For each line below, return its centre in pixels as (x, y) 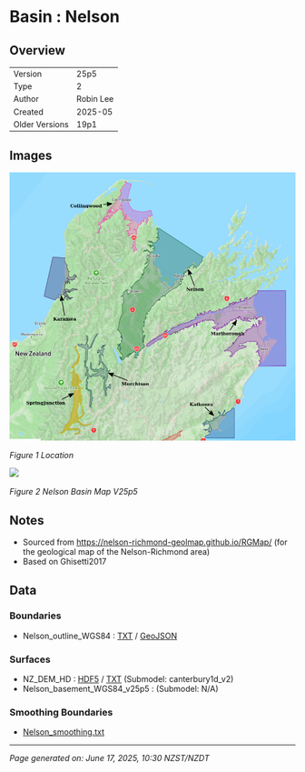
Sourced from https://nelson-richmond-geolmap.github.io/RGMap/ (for (155, 542)
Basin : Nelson (64, 17)
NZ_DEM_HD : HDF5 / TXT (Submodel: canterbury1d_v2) (128, 679)
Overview (38, 50)
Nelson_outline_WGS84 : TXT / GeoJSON (100, 636)
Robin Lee (95, 99)
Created (28, 112)
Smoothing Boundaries (61, 713)
